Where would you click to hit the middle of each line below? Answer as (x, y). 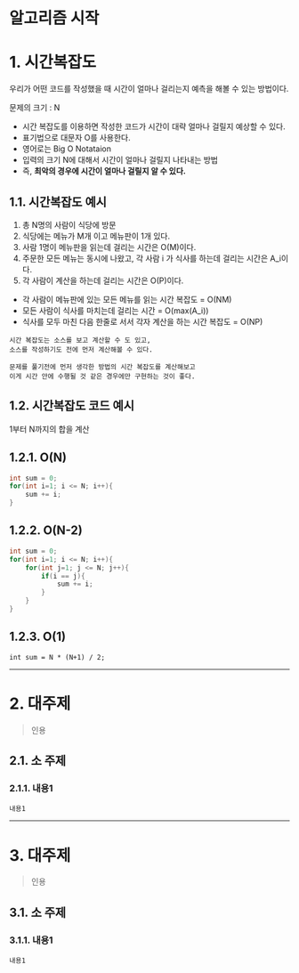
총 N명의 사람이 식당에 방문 (69, 224)
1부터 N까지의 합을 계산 (49, 429)
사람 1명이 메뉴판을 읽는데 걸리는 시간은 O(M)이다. (109, 247)
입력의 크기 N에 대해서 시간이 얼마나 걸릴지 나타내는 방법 (120, 160)
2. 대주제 (40, 703)
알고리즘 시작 (54, 18)
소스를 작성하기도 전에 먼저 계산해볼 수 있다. (81, 349)
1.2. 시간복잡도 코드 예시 (72, 406)
